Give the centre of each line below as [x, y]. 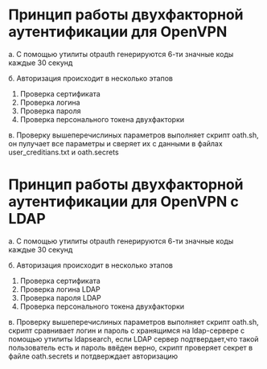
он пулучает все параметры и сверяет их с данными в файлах [115, 143]
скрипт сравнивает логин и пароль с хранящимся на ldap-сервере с [127, 330]
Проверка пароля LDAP [61, 297]
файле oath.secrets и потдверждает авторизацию [93, 356]
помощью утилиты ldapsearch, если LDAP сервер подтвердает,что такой [133, 338]
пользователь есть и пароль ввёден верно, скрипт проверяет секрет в [131, 347]
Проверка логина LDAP [60, 289]
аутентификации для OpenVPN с [123, 202]
